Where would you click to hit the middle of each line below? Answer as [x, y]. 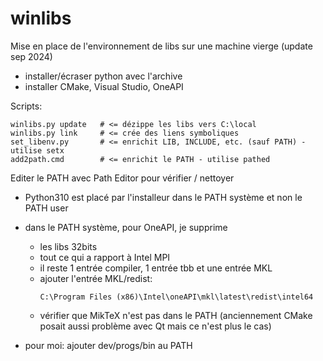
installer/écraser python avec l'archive [103, 76]
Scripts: [26, 106]
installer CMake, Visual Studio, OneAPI [104, 86]
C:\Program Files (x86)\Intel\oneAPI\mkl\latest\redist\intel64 [176, 297]
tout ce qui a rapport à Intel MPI [105, 257]
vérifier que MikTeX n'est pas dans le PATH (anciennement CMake [176, 315]
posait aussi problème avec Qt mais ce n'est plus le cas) [155, 326]
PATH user [46, 208]
